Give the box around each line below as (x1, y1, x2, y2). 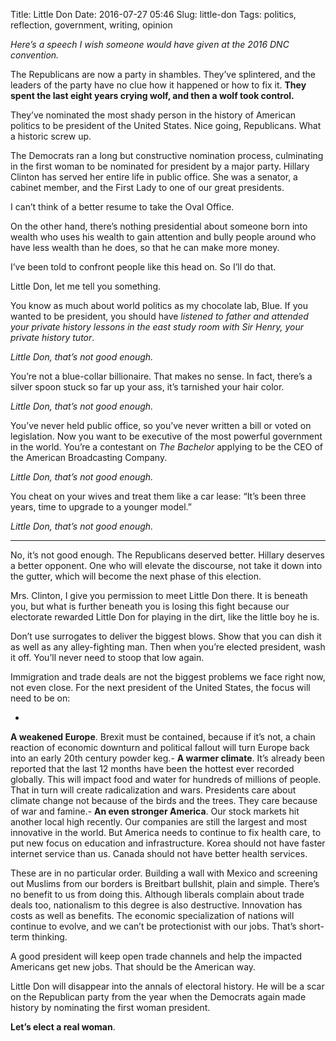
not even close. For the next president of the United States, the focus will (10, 682, 311, 693)
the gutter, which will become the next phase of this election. (10, 570, 262, 582)
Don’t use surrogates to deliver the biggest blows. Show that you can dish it (10, 630, 322, 642)
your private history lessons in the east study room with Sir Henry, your (10, 321, 305, 333)
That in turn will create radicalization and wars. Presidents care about (10, 784, 297, 796)
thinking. (31, 931, 68, 943)
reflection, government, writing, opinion (10, 19, 173, 31)
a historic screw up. (10, 130, 92, 142)
